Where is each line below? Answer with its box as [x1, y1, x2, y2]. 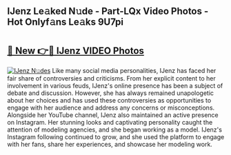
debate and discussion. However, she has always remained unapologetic [7, 89, 214, 97]
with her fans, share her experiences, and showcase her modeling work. [7, 141, 212, 148]
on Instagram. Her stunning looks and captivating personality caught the [7, 118, 213, 126]
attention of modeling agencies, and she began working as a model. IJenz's [7, 125, 223, 134]
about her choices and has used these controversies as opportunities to [7, 96, 212, 104]
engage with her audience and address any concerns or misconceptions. [7, 103, 215, 112]
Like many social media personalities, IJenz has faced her [52, 67, 217, 74]
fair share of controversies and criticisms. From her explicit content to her [7, 74, 216, 82]
